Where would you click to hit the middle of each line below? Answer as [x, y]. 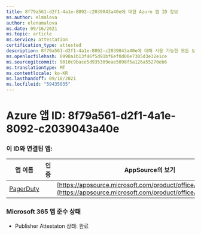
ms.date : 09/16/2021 [32, 28]
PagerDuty [25, 189]
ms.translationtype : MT [36, 67]
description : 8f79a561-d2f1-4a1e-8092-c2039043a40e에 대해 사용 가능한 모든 [98, 51]
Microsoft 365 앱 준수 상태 [43, 212]
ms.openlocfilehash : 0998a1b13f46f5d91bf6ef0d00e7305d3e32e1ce [87, 56]
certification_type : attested [44, 46]
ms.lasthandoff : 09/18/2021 [41, 79]
